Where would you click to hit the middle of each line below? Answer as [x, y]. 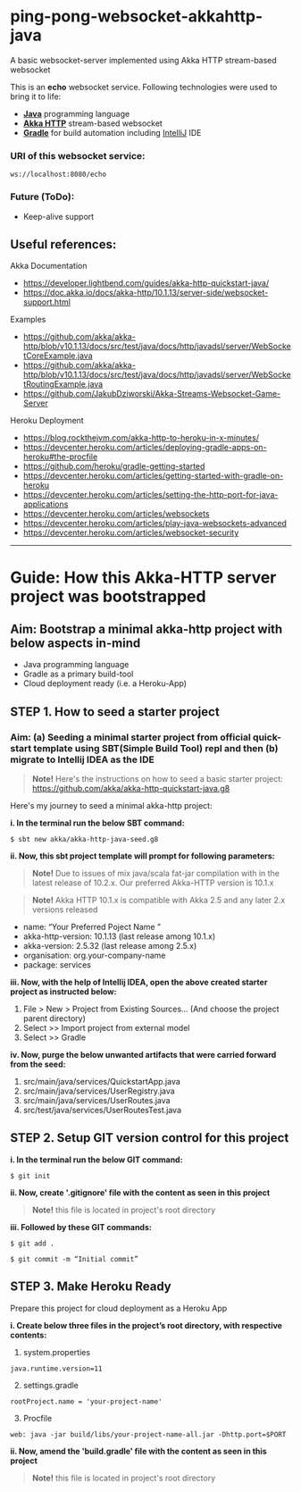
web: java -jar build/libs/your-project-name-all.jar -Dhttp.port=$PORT [148, 1434]
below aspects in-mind [75, 643]
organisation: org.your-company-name [94, 956]
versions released [65, 909]
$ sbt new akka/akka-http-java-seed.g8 [84, 840]
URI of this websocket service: [78, 155]
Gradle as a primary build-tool [78, 674]
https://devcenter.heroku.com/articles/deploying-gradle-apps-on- [145, 448]
